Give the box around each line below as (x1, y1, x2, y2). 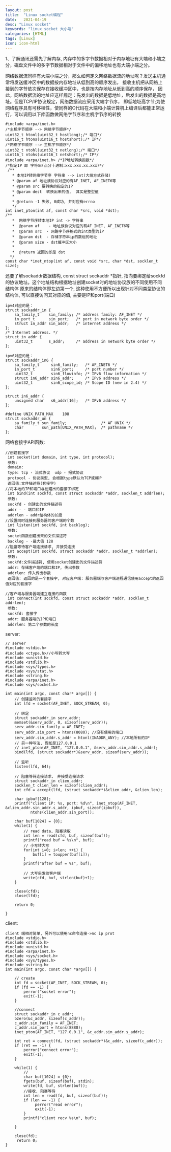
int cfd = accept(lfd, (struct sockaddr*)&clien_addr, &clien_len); (14, 787, 163, 792)
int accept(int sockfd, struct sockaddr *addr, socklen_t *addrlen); (7, 549, 158, 554)
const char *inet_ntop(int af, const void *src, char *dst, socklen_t (5, 258, 158, 264)
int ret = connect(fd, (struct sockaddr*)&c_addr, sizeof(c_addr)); (14, 1038, 163, 1044)
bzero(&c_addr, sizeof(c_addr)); (14, 1016, 85, 1021)
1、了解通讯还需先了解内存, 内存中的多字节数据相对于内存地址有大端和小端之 (5, 55, 166, 61)
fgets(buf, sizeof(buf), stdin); (23, 1078, 95, 1084)
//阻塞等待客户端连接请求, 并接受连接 (5, 544, 75, 549)
